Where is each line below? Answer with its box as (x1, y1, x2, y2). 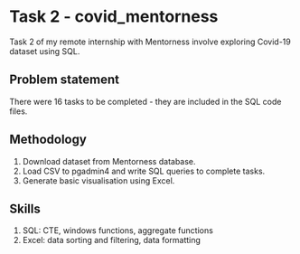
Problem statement (9, 72, 120, 88)
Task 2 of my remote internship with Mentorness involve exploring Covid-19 (9, 36, 291, 47)
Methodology (9, 132, 88, 147)
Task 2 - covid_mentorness (9, 6, 219, 27)
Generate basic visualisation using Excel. (22, 174, 175, 186)
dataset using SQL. (9, 45, 80, 56)
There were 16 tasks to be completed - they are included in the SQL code (9, 96, 282, 107)
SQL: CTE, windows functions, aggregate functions (22, 225, 214, 236)
